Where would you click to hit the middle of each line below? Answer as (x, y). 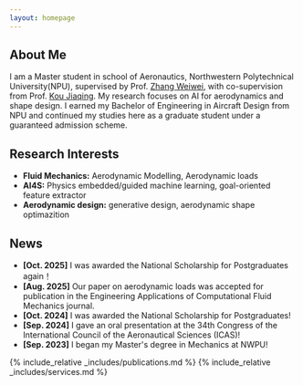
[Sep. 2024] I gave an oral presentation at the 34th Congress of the (150, 326)
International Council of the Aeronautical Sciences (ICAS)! (131, 335)
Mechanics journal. (58, 306)
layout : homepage (42, 18)
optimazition (46, 214)
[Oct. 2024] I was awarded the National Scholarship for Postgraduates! (157, 316)
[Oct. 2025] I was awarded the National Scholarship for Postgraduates (156, 265)
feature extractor (54, 195)
